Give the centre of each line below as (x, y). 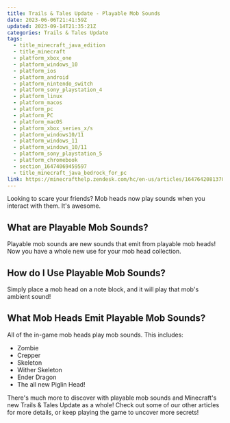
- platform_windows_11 (46, 141)
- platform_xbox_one (42, 58)
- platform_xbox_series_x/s (53, 128)
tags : (15, 39)
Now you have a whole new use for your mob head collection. (94, 252)
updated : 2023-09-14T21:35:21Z (52, 26)
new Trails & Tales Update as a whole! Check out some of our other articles (113, 404)
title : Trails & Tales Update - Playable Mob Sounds (84, 13)
